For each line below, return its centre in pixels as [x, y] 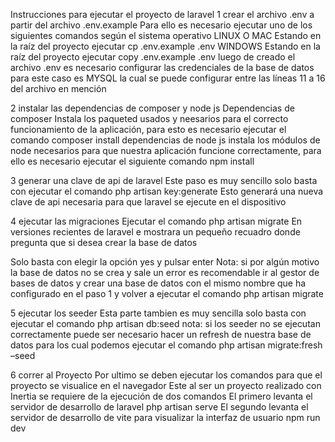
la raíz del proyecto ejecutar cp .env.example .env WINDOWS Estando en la [165, 46]
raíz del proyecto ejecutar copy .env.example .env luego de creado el [153, 57]
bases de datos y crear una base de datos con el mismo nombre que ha [158, 283]
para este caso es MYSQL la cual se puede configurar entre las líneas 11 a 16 [168, 78]
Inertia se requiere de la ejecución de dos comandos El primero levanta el [161, 396]
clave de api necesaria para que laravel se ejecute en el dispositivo [148, 202]
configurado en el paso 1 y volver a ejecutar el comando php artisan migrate [167, 293]
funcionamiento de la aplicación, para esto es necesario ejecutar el [148, 129]
